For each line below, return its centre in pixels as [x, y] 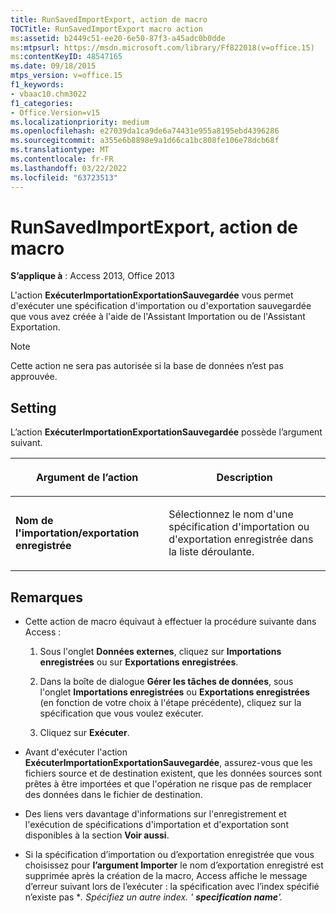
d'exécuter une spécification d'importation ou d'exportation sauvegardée [161, 306]
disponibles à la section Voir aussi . [97, 835]
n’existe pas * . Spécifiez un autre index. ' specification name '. [153, 897]
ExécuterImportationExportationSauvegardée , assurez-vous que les [168, 763]
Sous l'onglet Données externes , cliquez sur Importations [160, 652]
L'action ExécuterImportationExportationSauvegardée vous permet [152, 295]
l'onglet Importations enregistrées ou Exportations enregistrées [174, 692]
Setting [33, 407]
